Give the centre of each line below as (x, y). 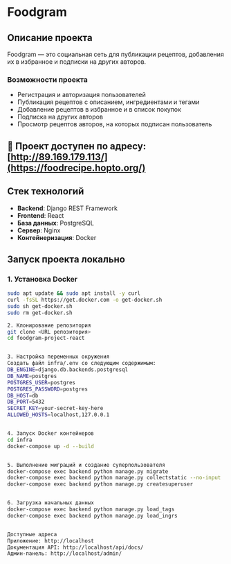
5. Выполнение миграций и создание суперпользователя (86, 465)
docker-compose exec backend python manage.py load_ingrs (92, 515)
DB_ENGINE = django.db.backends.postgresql (68, 370)
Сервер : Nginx (39, 230)
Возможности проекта (48, 79)
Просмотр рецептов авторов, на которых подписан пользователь (114, 124)
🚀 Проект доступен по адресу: (77, 146)
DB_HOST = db (23, 395)
